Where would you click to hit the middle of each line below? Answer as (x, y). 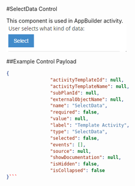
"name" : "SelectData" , (79, 106)
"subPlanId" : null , (75, 93)
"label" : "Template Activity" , (90, 125)
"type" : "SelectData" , (79, 131)
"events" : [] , (68, 145)
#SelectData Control (32, 9)
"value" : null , (69, 119)
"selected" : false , (75, 138)
